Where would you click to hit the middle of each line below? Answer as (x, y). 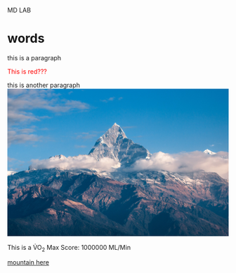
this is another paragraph (44, 85)
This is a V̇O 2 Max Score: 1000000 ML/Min (69, 248)
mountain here (28, 262)
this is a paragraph (34, 58)
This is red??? (27, 71)
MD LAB (19, 10)
